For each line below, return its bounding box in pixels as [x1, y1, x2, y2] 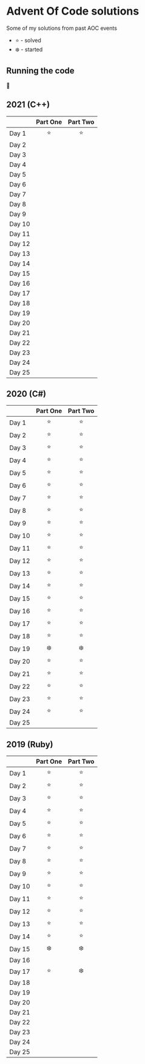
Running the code [6, 66, 75, 76]
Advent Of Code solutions [6, 4, 140, 18]
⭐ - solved [15, 37, 41, 44]
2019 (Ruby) [6, 739, 53, 750]
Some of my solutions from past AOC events [6, 24, 117, 32]
